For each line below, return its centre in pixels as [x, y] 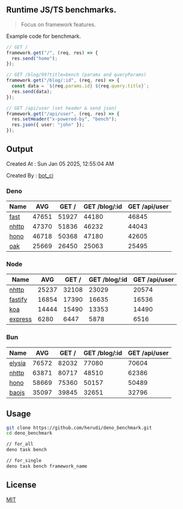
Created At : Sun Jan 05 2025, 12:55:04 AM [60, 164]
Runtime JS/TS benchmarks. [61, 10]
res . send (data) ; [32, 92]
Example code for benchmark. [44, 36]
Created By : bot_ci [30, 175]
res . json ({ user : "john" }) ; [48, 125]
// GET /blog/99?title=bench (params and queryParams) [76, 75]
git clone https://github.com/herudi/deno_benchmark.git [79, 428]
